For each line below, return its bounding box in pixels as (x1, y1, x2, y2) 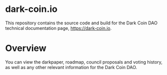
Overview (5, 43, 47, 54)
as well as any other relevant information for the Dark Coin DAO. (5, 64, 137, 70)
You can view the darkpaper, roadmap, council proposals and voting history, (5, 59, 163, 65)
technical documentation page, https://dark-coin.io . (5, 25, 112, 31)
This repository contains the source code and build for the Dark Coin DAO (5, 20, 158, 26)
